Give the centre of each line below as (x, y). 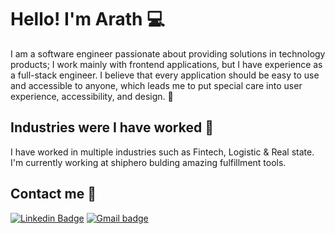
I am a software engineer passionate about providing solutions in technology (168, 53)
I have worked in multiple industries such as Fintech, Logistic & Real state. (162, 152)
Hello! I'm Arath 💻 (87, 19)
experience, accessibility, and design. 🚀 (92, 96)
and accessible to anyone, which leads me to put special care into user (156, 85)
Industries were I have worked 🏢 (112, 127)
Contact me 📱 (53, 194)
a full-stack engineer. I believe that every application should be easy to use (165, 75)
